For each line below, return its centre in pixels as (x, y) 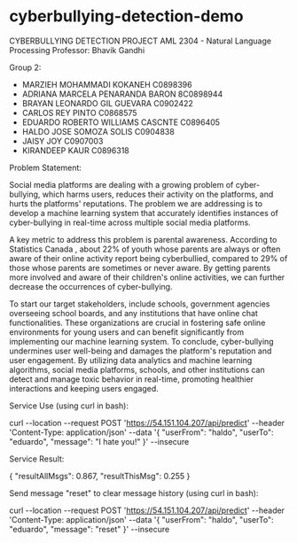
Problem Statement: (46, 167)
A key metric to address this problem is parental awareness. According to (143, 239)
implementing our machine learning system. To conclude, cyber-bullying (141, 341)
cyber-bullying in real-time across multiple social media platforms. (130, 222)
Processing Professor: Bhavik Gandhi (77, 50)
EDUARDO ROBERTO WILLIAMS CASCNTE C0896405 (121, 122)
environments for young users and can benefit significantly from (127, 332)
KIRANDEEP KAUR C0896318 (76, 150)
